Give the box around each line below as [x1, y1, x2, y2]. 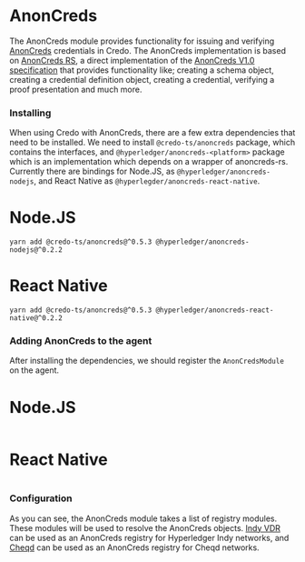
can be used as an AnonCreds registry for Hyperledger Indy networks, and [9, 532, 290, 543]
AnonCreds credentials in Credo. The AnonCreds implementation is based [9, 45, 286, 55]
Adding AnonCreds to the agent [9, 335, 152, 347]
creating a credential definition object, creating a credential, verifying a [9, 74, 275, 85]
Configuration [9, 492, 73, 505]
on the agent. [9, 365, 60, 376]
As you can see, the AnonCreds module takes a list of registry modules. [9, 513, 278, 524]
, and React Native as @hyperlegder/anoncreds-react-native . [33, 176, 261, 186]
